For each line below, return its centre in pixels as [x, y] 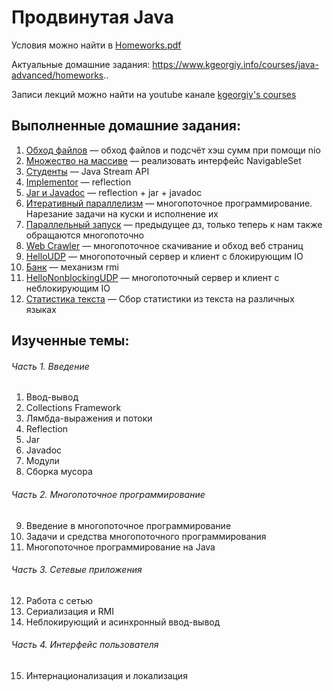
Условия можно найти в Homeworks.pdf [96, 45]
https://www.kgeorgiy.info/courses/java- [235, 64]
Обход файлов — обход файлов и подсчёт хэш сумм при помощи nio [173, 150]
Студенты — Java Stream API [87, 171]
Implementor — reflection [78, 182]
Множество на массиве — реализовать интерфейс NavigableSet [163, 160]
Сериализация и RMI [69, 611]
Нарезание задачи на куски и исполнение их [122, 213]
